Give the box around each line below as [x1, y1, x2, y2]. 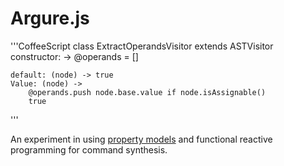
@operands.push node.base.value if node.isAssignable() [28, 87, 267, 97]
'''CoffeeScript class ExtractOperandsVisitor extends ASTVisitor [10, 40, 274, 52]
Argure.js [10, 7, 90, 30]
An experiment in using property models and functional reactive [10, 133, 273, 145]
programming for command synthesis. [10, 143, 168, 156]
